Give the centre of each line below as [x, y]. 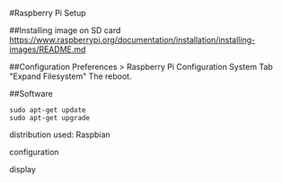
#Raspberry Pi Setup [48, 13]
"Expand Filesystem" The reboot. [70, 76]
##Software [31, 94]
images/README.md [48, 49]
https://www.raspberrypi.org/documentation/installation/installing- [132, 40]
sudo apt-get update [48, 110]
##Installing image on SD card [65, 30]
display [22, 169]
